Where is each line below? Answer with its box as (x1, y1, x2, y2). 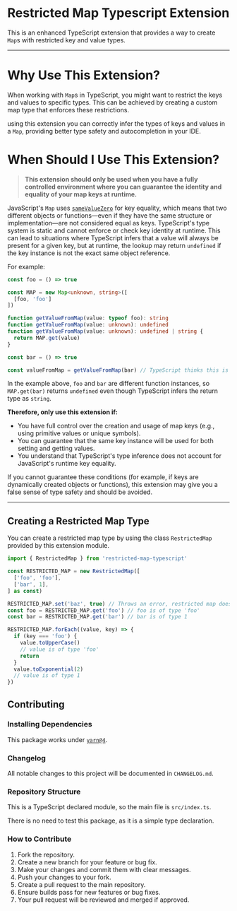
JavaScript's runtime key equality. (17, 459, 116, 468)
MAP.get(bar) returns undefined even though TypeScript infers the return (7, 387, 219, 395)
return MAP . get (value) (13, 334, 80, 341)
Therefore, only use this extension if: (7, 408, 118, 416)
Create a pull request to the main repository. (17, 880, 146, 888)
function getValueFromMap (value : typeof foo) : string (7, 315, 169, 322)
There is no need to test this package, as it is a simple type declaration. (7, 816, 214, 825)
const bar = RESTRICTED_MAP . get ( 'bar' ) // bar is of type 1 (7, 613, 188, 621)
